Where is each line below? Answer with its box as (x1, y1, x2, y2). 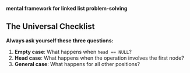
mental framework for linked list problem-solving (6, 5, 128, 12)
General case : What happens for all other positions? (14, 60, 140, 67)
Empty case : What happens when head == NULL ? (14, 48, 132, 55)
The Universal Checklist (6, 21, 95, 31)
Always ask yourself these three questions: (6, 37, 114, 44)
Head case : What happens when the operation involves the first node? (14, 54, 185, 61)
